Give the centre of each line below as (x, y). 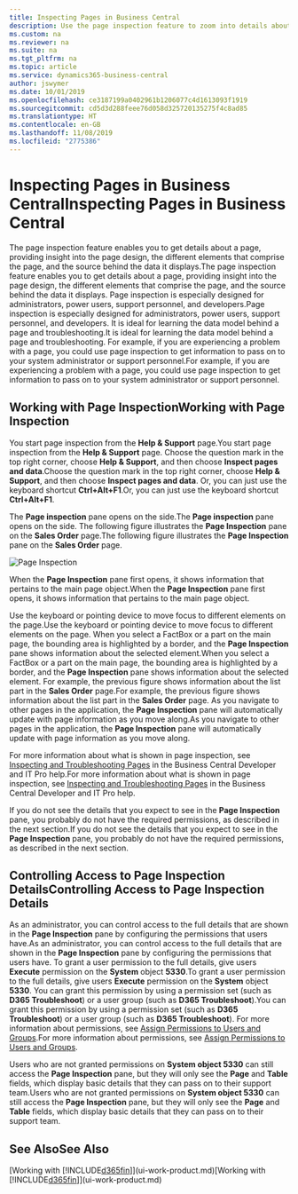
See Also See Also (59, 1149)
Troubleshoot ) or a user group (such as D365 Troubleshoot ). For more (140, 1019)
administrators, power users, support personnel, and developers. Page (137, 304)
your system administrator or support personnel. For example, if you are (140, 360)
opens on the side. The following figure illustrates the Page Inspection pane (148, 526)
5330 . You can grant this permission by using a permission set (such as (141, 991)
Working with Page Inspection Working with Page (147, 408)
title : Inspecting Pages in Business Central (94, 17)
